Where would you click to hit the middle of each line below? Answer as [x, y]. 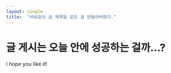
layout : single [25, 11]
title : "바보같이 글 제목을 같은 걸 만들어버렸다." [61, 17]
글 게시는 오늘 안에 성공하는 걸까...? [86, 48]
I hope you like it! [27, 64]
